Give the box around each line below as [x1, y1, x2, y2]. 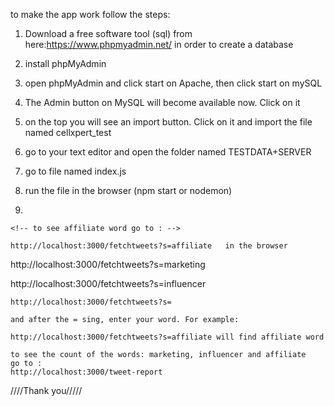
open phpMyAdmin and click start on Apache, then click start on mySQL [24, 77, 323, 89]
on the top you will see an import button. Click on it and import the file [24, 116, 313, 128]
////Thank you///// [10, 385, 83, 396]
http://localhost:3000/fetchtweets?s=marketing [10, 259, 206, 270]
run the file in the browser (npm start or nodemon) [24, 185, 233, 196]
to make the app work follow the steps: [10, 9, 171, 20]
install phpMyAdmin [24, 58, 107, 69]
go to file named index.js [24, 165, 127, 177]
